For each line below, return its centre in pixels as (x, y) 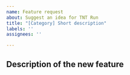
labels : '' (20, 29)
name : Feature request (35, 12)
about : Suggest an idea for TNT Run (52, 18)
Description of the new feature (65, 64)
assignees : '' (24, 34)
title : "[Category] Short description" (57, 23)
